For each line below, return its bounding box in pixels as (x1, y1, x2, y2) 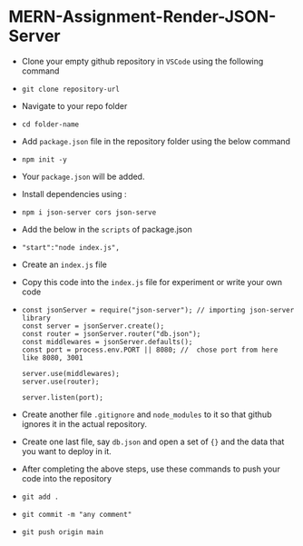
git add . (21, 492, 60, 501)
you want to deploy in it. (21, 445, 112, 456)
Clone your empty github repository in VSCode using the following (21, 55, 264, 66)
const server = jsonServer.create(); (21, 321, 165, 331)
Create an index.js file (21, 259, 108, 270)
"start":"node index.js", (21, 243, 120, 252)
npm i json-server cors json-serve (21, 207, 157, 217)
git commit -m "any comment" (21, 510, 132, 519)
